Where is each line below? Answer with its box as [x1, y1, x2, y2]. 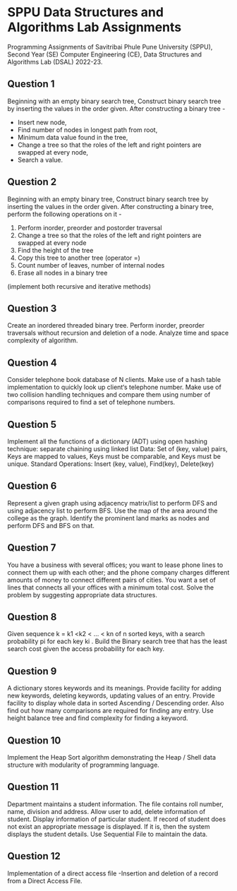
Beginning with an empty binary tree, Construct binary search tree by [7, 195, 209, 203]
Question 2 [7, 176, 57, 188]
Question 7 [7, 542, 56, 554]
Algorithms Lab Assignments [7, 19, 182, 35]
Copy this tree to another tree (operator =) [17, 253, 141, 262]
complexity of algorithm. [7, 336, 78, 345]
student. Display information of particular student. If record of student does [7, 815, 226, 823]
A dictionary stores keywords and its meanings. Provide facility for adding [7, 684, 222, 693]
